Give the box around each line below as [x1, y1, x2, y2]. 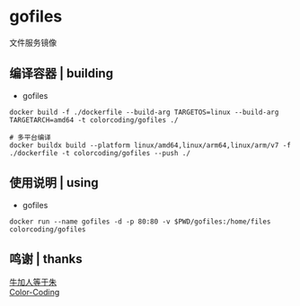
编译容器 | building [9, 66, 114, 82]
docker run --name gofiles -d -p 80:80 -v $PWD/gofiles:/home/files [9, 217, 271, 226]
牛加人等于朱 [9, 276, 57, 288]
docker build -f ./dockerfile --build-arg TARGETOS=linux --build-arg [9, 108, 279, 117]
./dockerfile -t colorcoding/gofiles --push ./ [9, 148, 191, 158]
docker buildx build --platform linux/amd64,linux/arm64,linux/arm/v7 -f [9, 141, 292, 150]
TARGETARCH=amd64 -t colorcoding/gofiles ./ [9, 115, 179, 125]
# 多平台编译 [9, 133, 51, 142]
